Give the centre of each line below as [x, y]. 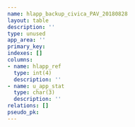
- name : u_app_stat [36, 86]
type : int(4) [33, 73]
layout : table [28, 20]
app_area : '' [27, 40]
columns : [20, 60]
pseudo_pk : [23, 112]
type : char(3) [34, 92]
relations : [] [28, 106]
